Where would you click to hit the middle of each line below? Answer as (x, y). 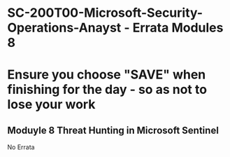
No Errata (21, 147)
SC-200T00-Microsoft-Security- (105, 13)
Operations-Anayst (64, 28)
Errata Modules (178, 28)
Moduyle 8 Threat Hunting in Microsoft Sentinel (113, 130)
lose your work (51, 105)
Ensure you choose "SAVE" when (107, 75)
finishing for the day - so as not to (107, 90)
